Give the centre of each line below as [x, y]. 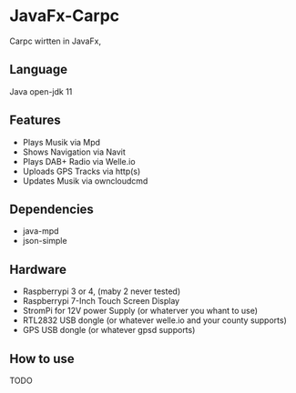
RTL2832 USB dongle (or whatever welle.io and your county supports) [154, 320]
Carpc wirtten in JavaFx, [56, 41]
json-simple [45, 241]
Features [35, 121]
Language [39, 70]
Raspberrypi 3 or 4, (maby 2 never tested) [101, 291]
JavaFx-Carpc [65, 16]
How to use [42, 359]
